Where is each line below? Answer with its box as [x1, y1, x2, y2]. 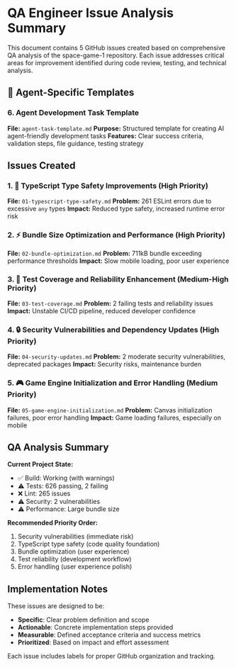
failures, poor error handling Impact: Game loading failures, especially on [7, 413, 222, 422]
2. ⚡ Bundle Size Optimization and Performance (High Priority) [7, 230, 225, 240]
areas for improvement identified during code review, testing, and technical [7, 58, 227, 67]
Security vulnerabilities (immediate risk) [17, 532, 134, 541]
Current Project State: [7, 460, 74, 469]
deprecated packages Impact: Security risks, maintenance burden [7, 360, 202, 369]
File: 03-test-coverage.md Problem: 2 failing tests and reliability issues [7, 299, 214, 308]
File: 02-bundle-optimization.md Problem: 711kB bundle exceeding [7, 249, 202, 257]
